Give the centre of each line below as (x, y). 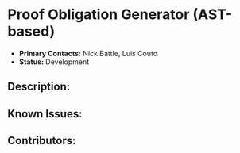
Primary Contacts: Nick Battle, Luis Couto (88, 53)
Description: (39, 87)
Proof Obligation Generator (99, 15)
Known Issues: (45, 114)
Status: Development (54, 62)
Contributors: (42, 141)
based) (31, 31)
